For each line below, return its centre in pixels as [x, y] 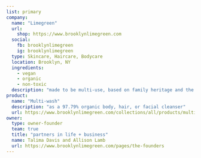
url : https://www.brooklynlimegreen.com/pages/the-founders [88, 146]
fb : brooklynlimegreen [45, 46]
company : [17, 17]
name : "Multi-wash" [36, 101]
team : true [25, 129]
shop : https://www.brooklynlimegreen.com [69, 34]
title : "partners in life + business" [60, 135]
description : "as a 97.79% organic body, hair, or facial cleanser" [99, 107]
